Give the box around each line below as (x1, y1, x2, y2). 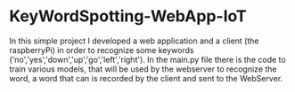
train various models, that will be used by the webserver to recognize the (9, 64, 277, 74)
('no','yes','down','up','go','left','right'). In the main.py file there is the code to (9, 54, 287, 65)
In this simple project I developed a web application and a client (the (9, 35, 259, 46)
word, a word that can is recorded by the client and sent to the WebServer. (9, 73, 283, 83)
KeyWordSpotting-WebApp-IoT (9, 6, 247, 27)
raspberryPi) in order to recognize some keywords (9, 44, 194, 55)
